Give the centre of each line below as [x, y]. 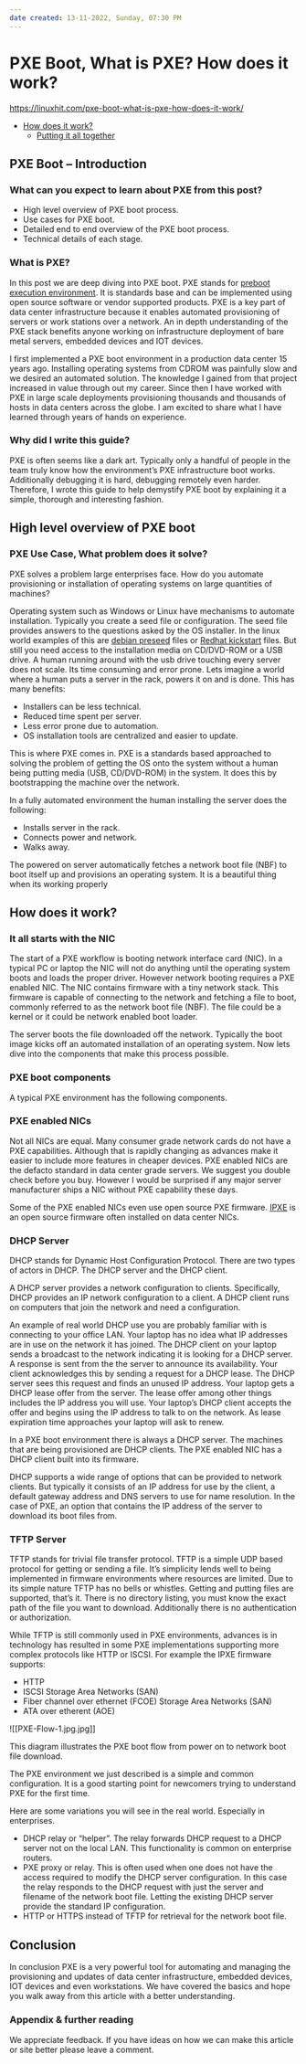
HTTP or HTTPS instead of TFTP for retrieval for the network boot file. [155, 1916]
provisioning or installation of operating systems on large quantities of [141, 583]
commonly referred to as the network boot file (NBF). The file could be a [145, 1007]
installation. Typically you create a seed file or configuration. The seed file [148, 620]
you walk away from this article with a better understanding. [122, 1996]
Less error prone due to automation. [90, 725]
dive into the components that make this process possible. [119, 1054]
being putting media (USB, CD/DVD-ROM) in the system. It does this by [143, 772]
